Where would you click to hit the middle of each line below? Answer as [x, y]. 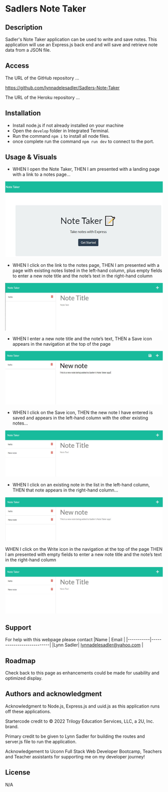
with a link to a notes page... [41, 174]
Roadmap [20, 661]
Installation [23, 113]
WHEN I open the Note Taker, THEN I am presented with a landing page [86, 169]
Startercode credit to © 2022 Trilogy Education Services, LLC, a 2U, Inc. [79, 721]
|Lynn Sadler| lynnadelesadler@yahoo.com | [98, 645]
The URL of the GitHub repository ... [42, 78]
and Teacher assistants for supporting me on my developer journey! [75, 756]
